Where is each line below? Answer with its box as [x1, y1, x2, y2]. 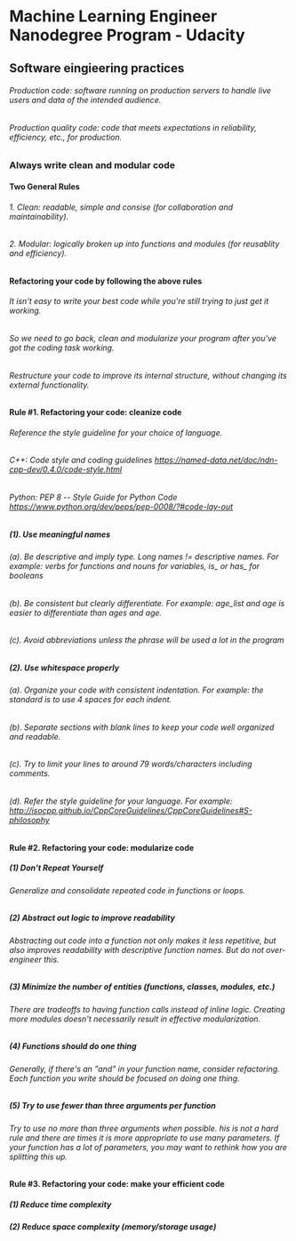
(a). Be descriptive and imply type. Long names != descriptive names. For [9, 551, 279, 562]
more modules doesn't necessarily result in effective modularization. [9, 1013, 261, 1024]
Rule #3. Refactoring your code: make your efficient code [9, 1179, 225, 1189]
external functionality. [9, 380, 90, 390]
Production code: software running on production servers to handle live [9, 85, 272, 96]
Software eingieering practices [9, 60, 185, 76]
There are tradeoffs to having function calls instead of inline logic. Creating [9, 1004, 286, 1014]
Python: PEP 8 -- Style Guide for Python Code [9, 492, 178, 503]
